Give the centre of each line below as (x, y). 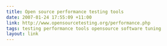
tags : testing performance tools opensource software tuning (84, 28)
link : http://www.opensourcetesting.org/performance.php (78, 23)
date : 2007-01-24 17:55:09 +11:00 (49, 17)
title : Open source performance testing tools (65, 12)
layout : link (22, 34)
